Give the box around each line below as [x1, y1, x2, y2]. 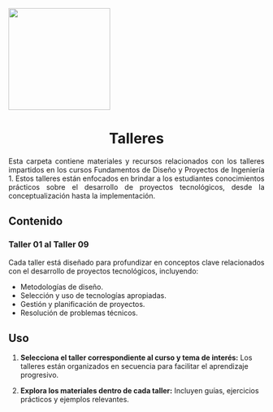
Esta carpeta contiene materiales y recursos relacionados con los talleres [8, 156, 265, 166]
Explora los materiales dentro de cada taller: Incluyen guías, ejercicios [19, 386, 259, 396]
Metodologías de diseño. [19, 282, 104, 291]
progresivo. [19, 370, 59, 380]
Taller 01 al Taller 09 [8, 239, 89, 250]
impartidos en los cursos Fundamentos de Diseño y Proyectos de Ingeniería [8, 164, 265, 174]
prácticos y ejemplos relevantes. [19, 395, 130, 405]
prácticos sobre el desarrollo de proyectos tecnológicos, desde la [8, 182, 265, 191]
